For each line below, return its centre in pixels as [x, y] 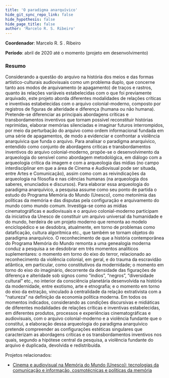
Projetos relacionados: [29, 355]
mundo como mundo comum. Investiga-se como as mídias [66, 206]
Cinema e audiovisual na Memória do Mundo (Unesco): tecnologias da [86, 365]
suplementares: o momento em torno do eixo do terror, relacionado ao [78, 254]
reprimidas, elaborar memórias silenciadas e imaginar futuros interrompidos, [85, 125]
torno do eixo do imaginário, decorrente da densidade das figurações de [81, 270]
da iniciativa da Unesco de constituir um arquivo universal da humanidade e [84, 217]
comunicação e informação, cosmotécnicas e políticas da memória [82, 370]
